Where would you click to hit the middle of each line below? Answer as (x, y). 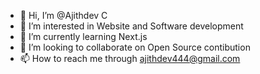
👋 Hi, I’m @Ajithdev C (63, 15)
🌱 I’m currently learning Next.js (83, 36)
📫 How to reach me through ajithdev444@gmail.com (130, 58)
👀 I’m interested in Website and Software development (131, 26)
